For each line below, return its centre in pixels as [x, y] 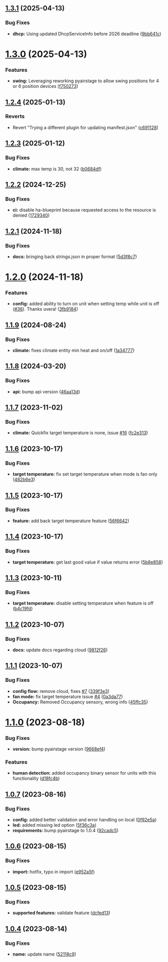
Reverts [15, 117]
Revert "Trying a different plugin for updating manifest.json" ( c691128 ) [86, 127]
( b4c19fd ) [22, 609]
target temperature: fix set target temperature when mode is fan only [85, 474]
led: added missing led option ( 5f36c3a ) [54, 825]
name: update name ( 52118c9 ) [44, 954]
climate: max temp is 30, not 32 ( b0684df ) [57, 169]
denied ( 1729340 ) [31, 215]
